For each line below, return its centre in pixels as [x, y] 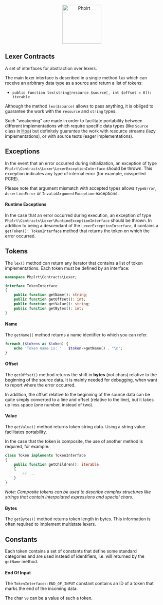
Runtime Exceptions [26, 204]
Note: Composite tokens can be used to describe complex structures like [78, 492]
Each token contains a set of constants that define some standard [71, 551]
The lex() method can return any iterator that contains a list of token [74, 263]
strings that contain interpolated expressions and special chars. [69, 497]
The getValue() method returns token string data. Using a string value [75, 426]
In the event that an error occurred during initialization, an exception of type [81, 163]
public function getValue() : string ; [52, 304]
